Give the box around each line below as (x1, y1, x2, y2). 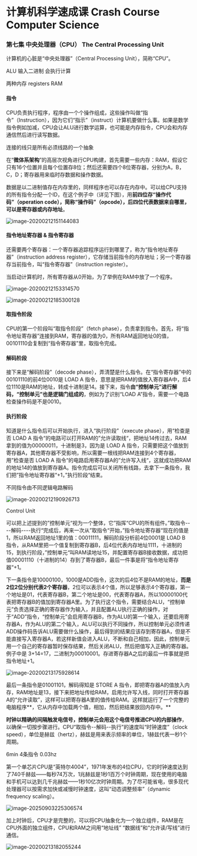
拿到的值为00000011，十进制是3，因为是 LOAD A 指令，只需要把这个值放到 (6, 442, 189, 449)
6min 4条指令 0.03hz (6, 750, 57, 757)
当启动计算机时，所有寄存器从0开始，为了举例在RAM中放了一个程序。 (6, 273, 176, 280)
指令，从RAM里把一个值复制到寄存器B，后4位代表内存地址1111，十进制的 (6, 541, 182, 548)
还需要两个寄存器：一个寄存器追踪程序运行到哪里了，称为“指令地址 (6, 246, 169, 253)
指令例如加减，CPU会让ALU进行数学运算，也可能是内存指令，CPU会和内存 (6, 123, 188, 130)
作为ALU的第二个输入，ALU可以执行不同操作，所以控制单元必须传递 (25, 620, 190, 628)
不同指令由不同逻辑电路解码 (6, 483, 74, 491)
